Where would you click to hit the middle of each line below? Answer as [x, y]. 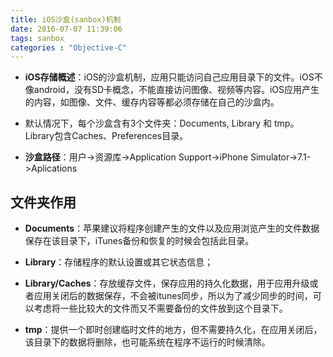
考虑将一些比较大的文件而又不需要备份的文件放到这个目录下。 [160, 308]
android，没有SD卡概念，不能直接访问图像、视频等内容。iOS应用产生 [176, 90]
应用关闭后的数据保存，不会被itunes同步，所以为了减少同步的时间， [173, 296]
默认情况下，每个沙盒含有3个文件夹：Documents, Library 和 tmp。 [162, 123]
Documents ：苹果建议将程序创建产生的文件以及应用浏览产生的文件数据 [172, 228]
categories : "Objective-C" [69, 47]
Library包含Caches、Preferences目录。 [106, 136]
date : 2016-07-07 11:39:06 [66, 29]
